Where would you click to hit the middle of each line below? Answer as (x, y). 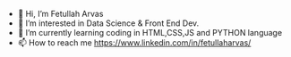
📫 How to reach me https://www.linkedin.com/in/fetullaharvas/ (134, 43)
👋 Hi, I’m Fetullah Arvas (60, 14)
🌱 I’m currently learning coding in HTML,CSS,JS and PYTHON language (150, 33)
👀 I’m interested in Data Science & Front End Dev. (108, 23)
